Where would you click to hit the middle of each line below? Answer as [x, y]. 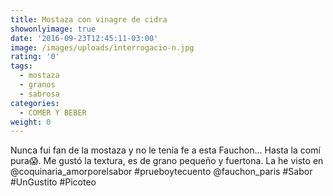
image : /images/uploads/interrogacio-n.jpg [102, 47]
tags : [21, 66]
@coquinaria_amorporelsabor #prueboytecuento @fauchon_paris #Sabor [161, 172]
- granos [37, 85]
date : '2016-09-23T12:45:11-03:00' [84, 38]
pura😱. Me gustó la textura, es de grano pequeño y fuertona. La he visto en [167, 161]
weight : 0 [31, 122]
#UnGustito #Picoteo [53, 182]
